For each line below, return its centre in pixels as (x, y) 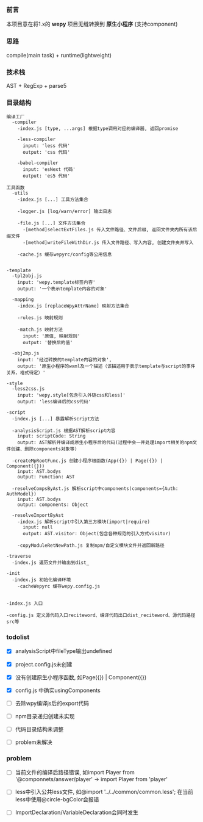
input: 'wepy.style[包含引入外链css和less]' (72, 395)
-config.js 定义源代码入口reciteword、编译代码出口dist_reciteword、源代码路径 (101, 615)
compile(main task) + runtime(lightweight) (59, 55)
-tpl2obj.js (27, 276)
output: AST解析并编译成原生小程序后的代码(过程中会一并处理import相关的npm (105, 443)
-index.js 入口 (25, 604)
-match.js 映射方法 (40, 330)
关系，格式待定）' (26, 373)
